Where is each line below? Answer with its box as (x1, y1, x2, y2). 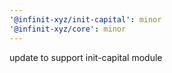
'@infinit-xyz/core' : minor (9, 24, 127, 34)
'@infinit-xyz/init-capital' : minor (9, 14, 162, 25)
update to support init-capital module (9, 51, 163, 63)
